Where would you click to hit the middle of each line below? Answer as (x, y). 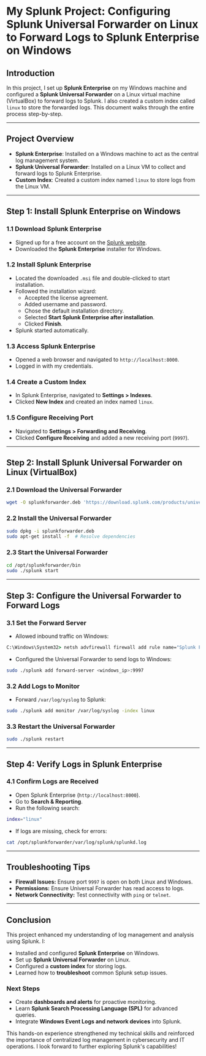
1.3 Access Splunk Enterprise (51, 346)
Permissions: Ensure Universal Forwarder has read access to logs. (100, 888)
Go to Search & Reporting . (49, 801)
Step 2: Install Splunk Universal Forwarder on (94, 463)
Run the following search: (47, 808)
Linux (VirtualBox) (42, 472)
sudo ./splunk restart (35, 739)
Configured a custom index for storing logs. (71, 966)
